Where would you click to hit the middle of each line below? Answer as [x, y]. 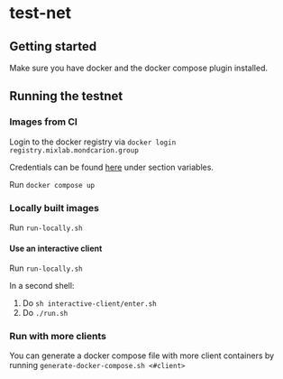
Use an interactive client [56, 248]
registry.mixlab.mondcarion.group [74, 150]
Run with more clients [58, 337]
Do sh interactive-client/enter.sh [89, 303]
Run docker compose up [52, 184]
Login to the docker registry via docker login [93, 142]
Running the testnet [66, 96]
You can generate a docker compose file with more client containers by [142, 356]
